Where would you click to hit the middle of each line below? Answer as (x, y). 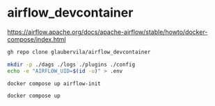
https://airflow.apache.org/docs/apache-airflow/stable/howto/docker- (107, 32)
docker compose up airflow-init (54, 83)
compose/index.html (37, 39)
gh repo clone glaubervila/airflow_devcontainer (79, 52)
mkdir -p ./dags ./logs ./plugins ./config (71, 64)
